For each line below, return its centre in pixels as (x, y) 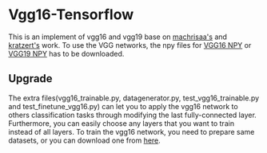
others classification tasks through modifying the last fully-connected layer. (133, 115)
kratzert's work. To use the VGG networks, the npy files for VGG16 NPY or (130, 45)
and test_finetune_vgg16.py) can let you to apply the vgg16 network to (123, 106)
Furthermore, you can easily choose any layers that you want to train (121, 123)
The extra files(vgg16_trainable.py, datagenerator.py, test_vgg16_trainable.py (134, 98)
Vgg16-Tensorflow (71, 15)
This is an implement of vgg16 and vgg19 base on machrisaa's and (118, 37)
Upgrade (31, 78)
